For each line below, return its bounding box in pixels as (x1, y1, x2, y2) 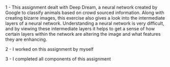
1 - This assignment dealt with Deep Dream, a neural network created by (5, 5, 158, 10)
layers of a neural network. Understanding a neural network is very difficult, (5, 20, 164, 26)
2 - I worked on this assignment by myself (5, 46, 94, 52)
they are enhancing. (5, 36, 47, 42)
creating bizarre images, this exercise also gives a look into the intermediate (5, 15, 165, 21)
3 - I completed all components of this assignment (5, 56, 111, 62)
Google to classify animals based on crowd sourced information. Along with (5, 10, 164, 16)
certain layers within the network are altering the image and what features (5, 31, 161, 37)
